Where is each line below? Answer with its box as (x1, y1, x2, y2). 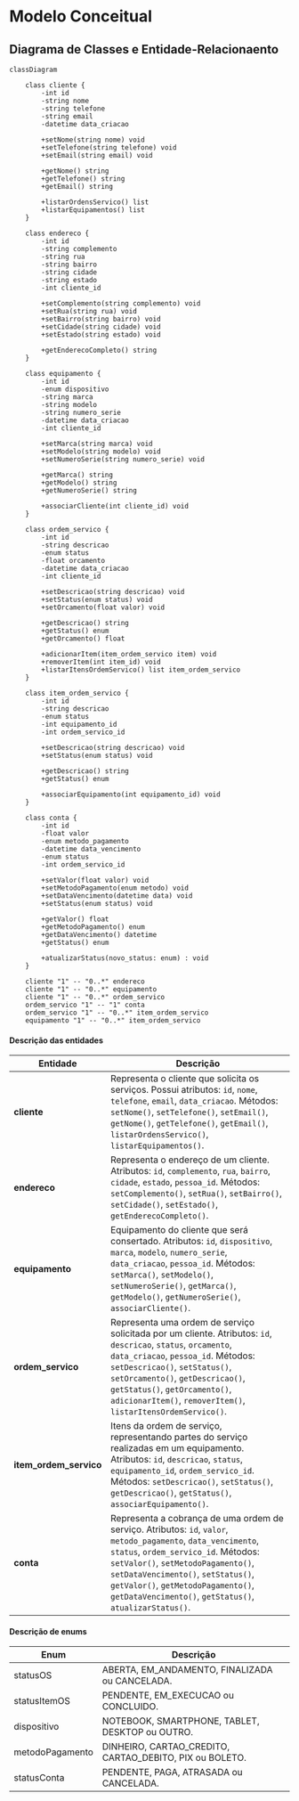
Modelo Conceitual (9, 6, 153, 27)
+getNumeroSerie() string (41, 486, 138, 495)
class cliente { (25, 81, 86, 90)
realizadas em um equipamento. (109, 1442, 245, 1455)
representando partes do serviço (109, 1431, 248, 1444)
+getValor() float (41, 915, 109, 924)
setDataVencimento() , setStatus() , (109, 1568, 255, 1580)
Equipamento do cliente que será (109, 1224, 249, 1236)
